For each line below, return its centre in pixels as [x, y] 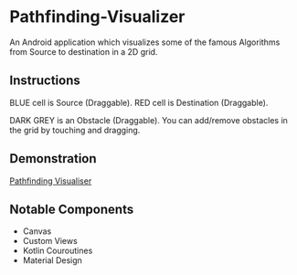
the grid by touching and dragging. [75, 130]
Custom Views [50, 241]
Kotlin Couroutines [58, 251]
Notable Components [72, 209]
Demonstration [53, 159]
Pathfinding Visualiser [51, 181]
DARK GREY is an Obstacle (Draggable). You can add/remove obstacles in [148, 120]
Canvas [37, 231]
